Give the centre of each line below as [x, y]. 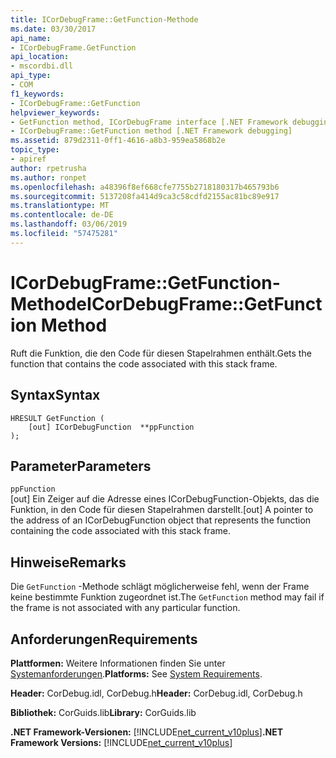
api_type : [31, 76]
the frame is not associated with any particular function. [125, 608]
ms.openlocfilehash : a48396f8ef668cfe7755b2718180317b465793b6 [145, 187]
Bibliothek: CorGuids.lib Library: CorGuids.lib [103, 712]
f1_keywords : [37, 94]
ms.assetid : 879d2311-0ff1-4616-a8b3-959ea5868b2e [118, 141]
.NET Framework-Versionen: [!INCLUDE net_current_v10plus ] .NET [147, 732]
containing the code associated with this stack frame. [120, 531]
